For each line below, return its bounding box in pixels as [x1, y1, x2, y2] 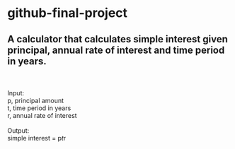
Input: [7, 89, 25, 97]
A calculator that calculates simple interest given [7, 33, 228, 45]
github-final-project [7, 5, 128, 21]
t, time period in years [7, 104, 71, 112]
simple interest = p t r [7, 134, 67, 142]
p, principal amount [7, 97, 64, 105]
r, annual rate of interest [7, 112, 77, 119]
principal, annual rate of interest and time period [7, 44, 225, 56]
